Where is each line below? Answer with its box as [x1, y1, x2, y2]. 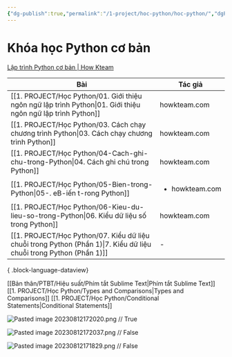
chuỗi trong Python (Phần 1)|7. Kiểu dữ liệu [10, 239, 152, 249]
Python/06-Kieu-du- [72, 202, 144, 211]
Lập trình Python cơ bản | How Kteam [7, 63, 114, 71]
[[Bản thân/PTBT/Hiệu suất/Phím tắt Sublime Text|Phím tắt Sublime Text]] [7, 279, 215, 288]
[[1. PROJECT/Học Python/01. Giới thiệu [10, 91, 143, 101]
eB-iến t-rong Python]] [52, 188, 130, 198]
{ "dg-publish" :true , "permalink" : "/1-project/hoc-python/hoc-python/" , [7, 10, 215, 17]
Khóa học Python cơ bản [7, 40, 151, 55]
